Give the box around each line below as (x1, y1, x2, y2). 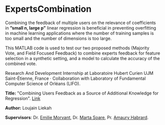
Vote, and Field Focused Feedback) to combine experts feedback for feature (5, 50, 161, 56)
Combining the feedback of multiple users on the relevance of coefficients (5, 20, 156, 26)
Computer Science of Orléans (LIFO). (5, 80, 81, 87)
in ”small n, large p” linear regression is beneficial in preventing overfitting (5, 25, 157, 31)
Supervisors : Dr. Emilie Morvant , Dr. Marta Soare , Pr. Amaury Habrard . (5, 114, 149, 120)
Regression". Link (5, 95, 41, 101)
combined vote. (5, 61, 37, 66)
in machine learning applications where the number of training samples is (5, 30, 154, 36)
